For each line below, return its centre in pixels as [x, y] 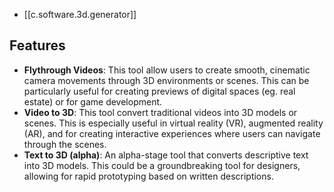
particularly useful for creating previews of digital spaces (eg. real [159, 91]
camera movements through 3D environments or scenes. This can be [166, 80]
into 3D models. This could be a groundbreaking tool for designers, [162, 165]
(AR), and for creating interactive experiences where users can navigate [172, 133]
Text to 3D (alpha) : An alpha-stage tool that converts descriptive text [166, 155]
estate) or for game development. [93, 101]
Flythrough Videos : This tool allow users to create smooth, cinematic [167, 70]
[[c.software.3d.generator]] [80, 14]
